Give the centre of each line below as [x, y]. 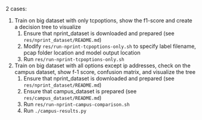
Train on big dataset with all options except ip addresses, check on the [103, 65]
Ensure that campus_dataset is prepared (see [80, 91]
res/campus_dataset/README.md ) [63, 98]
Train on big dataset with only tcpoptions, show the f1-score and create [103, 20]
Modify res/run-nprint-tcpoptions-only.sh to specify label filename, [110, 46]
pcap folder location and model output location [82, 53]
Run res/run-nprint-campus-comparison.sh [77, 104]
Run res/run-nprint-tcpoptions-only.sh [74, 59]
